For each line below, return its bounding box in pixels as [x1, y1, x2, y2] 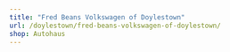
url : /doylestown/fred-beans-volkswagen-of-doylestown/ [9, 21, 221, 30]
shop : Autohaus [9, 29, 66, 38]
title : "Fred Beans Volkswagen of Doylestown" [9, 12, 185, 22]
